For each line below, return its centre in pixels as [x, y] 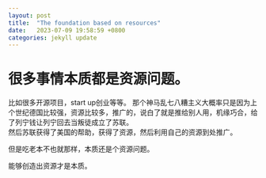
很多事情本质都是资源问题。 [99, 79]
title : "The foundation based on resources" [84, 23]
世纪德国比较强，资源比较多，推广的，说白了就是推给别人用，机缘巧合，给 [136, 112]
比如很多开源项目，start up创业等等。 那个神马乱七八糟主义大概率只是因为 [129, 103]
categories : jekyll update [53, 38]
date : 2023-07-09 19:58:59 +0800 [67, 30]
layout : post [30, 15]
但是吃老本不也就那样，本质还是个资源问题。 [81, 149]
